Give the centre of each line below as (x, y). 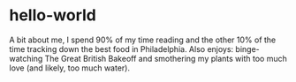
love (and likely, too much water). (70, 68)
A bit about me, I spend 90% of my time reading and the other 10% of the (143, 40)
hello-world (53, 15)
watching (26, 58)
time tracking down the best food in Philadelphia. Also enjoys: (121, 48)
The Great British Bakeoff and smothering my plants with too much (166, 58)
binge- (247, 48)
